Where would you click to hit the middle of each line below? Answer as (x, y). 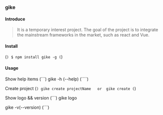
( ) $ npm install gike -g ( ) (34, 57)
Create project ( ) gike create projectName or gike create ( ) (71, 88)
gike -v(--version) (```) (27, 107)
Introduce (15, 19)
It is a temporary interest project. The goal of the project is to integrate (87, 30)
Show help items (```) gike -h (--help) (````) (47, 79)
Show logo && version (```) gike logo (41, 98)
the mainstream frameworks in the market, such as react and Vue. (83, 35)
